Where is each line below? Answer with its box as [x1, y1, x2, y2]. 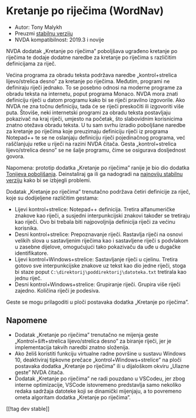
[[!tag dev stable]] [6, 405, 50, 412]
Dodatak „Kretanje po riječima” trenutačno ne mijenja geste [14, 331, 159, 338]
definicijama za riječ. [6, 60, 57, 67]
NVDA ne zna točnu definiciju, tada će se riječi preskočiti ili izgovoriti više [6, 102, 184, 110]
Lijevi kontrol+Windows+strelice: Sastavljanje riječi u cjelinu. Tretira [14, 256, 178, 263]
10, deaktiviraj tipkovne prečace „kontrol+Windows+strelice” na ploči [14, 356, 182, 363]
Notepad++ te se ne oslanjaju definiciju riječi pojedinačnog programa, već [6, 134, 185, 141]
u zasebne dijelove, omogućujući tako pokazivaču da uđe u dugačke [14, 243, 181, 250]
